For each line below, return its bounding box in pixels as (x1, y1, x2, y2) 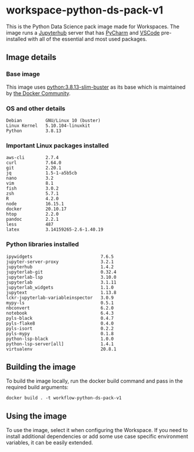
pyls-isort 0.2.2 (6, 325, 114, 332)
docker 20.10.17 (6, 206, 67, 212)
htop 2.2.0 (6, 211, 59, 217)
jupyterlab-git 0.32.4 (6, 269, 117, 275)
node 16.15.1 (6, 201, 64, 207)
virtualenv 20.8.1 (6, 346, 117, 352)
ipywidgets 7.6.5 (6, 254, 114, 259)
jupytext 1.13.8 (6, 289, 117, 295)
